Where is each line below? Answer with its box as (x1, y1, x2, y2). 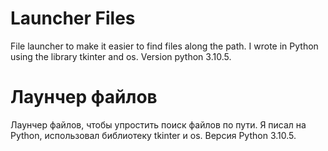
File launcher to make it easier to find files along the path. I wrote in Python (10, 40, 319, 52)
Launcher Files (10, 7, 136, 30)
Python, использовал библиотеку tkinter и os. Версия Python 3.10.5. (10, 129, 297, 141)
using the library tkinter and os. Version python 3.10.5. (10, 50, 232, 62)
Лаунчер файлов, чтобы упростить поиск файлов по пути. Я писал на (10, 118, 307, 131)
